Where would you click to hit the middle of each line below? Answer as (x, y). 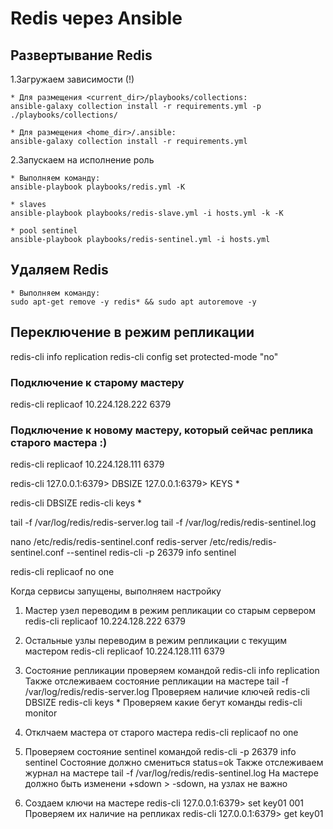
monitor (41, 713)
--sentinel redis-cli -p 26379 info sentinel (151, 553)
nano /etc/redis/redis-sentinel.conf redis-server (109, 542)
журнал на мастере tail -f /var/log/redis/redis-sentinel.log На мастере (171, 773)
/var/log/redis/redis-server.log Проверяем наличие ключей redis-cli (167, 692)
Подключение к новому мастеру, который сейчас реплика (162, 430)
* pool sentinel (44, 231)
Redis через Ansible (96, 18)
